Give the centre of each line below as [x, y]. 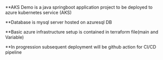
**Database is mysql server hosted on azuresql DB [59, 22]
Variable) [15, 37]
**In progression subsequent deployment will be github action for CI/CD [81, 47]
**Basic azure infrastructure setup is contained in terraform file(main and [82, 32]
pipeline [13, 52]
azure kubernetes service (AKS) [39, 12]
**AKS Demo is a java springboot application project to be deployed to [79, 7]
